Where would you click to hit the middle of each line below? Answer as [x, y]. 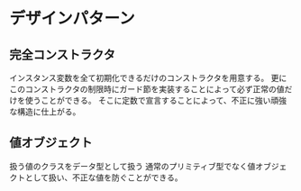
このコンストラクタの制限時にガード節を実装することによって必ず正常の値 [147, 89]
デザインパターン [72, 18]
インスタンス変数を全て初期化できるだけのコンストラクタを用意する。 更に [148, 78]
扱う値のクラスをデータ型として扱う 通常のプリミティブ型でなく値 [132, 166]
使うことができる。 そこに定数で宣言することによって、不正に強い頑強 [155, 100]
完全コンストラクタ [62, 55]
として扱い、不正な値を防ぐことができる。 [104, 177]
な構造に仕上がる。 [45, 112]
